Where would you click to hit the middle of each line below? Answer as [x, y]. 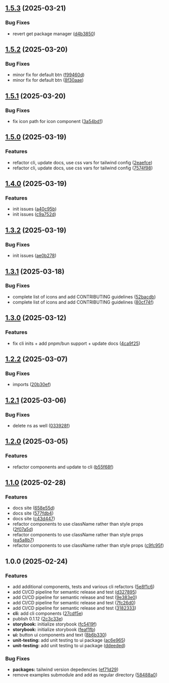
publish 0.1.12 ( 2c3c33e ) [38, 618]
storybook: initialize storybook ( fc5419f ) [54, 624]
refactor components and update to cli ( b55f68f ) [63, 467]
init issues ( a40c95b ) [35, 209]
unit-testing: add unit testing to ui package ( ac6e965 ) [69, 640]
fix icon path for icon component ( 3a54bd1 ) [58, 121]
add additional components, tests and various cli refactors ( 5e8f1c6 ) [83, 586]
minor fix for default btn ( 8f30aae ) [48, 80]
